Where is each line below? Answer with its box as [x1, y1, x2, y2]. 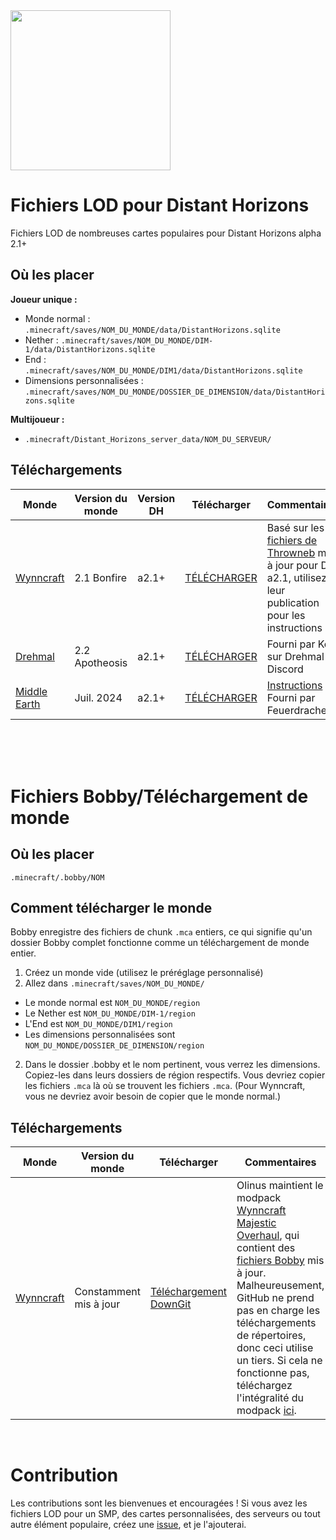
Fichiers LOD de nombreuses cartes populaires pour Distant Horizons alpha [10, 227, 322, 239]
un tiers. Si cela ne [236, 1354, 323, 1368]
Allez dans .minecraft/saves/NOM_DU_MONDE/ [24, 977, 205, 989]
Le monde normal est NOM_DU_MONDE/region [24, 997, 201, 1009]
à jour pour [266, 558, 319, 572]
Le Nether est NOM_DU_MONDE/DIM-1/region [24, 1007, 196, 1019]
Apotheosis [74, 655, 128, 669]
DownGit [149, 1297, 192, 1311]
